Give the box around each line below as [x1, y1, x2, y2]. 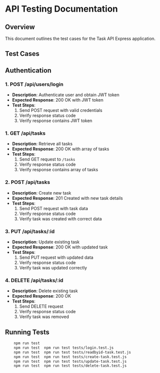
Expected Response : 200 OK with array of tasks [12, 146, 110, 152]
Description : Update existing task [12, 239, 80, 245]
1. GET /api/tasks [5, 130, 46, 137]
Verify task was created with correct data [19, 215, 102, 222]
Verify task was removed [19, 314, 69, 320]
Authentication [5, 66, 52, 74]
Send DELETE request [19, 303, 64, 309]
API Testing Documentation [5, 3, 118, 15]
